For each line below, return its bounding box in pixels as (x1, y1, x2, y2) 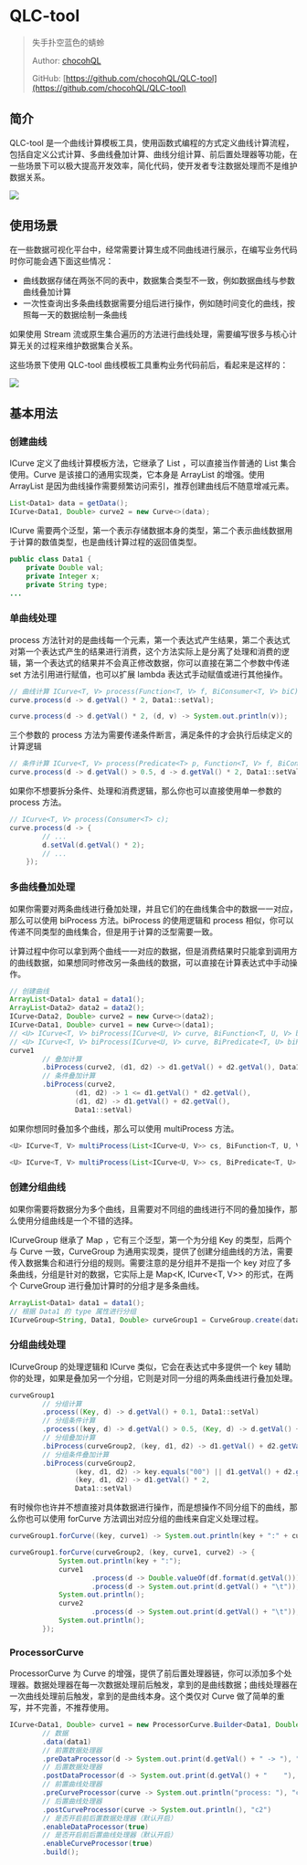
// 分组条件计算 (42, 1417, 96, 1426)
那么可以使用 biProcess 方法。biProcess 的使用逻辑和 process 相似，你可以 (9, 914, 294, 925)
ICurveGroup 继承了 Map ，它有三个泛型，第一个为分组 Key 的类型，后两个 (9, 1234, 292, 1245)
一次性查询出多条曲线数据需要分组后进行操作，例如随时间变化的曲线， (22, 298, 288, 309)
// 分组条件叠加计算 (42, 1449, 110, 1459)
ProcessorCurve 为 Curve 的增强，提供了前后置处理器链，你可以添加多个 (9, 1668, 285, 1679)
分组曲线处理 (9, 1339, 67, 1352)
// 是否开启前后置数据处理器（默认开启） (42, 1814, 177, 1823)
